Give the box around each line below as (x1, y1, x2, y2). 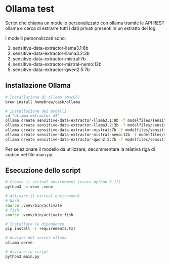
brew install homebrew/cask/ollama (5, 100, 80, 105)
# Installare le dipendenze (5, 221, 65, 226)
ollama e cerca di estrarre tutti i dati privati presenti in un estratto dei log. (5, 25, 157, 31)
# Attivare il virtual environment (5, 193, 80, 199)
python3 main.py (5, 254, 39, 259)
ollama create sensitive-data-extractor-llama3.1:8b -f (5, 118, 125, 123)
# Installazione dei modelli (5, 109, 67, 114)
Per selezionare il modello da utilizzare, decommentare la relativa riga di (5, 146, 155, 152)
